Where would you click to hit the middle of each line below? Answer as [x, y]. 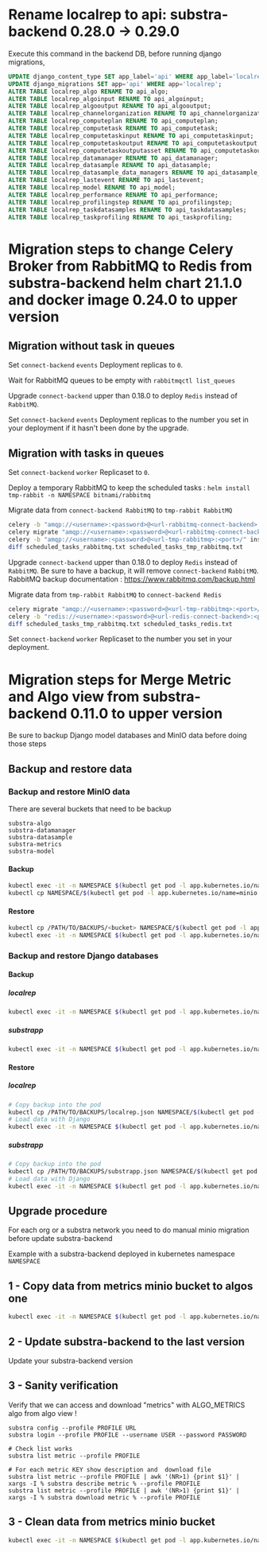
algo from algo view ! [43, 1413]
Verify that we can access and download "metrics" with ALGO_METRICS [127, 1405]
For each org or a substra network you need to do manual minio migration [129, 1230]
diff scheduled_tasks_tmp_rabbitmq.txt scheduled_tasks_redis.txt [120, 624]
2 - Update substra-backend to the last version [126, 1342]
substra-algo [30, 823]
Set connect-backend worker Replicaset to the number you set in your [120, 639]
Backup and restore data [70, 769]
